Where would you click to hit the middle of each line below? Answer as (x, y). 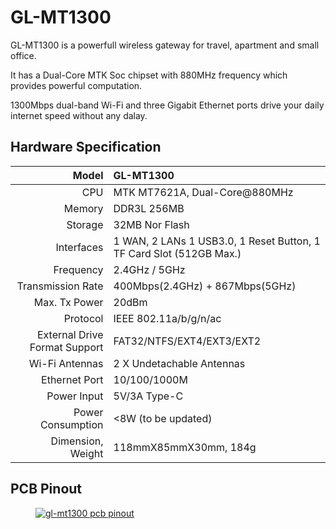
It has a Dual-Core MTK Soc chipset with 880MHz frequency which (149, 75)
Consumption (71, 424)
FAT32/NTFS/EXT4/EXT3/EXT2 (187, 341)
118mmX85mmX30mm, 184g (185, 447)
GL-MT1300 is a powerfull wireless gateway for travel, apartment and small (165, 45)
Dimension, (77, 441)
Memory (83, 208)
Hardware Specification (86, 147)
